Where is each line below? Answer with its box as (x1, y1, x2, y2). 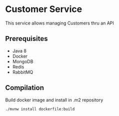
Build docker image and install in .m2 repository (5, 96, 103, 103)
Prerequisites (5, 34, 48, 43)
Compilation (5, 83, 44, 92)
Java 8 (12, 47, 26, 53)
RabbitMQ (12, 69, 33, 75)
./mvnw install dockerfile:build (5, 106, 75, 111)
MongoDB (12, 58, 33, 64)
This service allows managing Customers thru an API (5, 20, 114, 26)
